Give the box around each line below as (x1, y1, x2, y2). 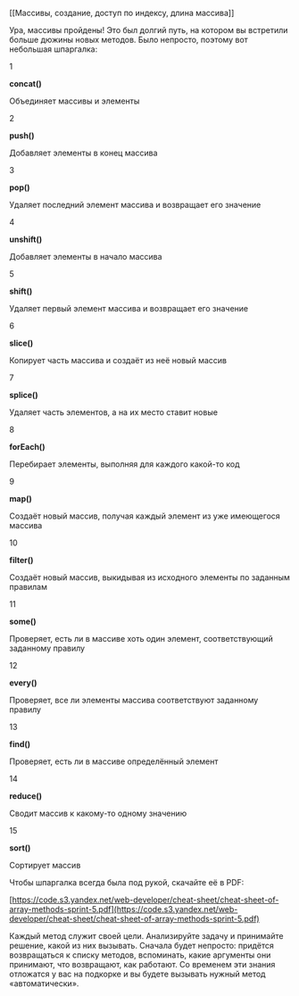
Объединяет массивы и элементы (9, 95, 140, 106)
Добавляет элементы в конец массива (9, 147, 158, 158)
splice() (9, 390, 38, 400)
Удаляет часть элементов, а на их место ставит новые (9, 407, 219, 418)
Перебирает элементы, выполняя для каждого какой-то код (9, 459, 240, 469)
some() (9, 616, 37, 627)
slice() (9, 338, 34, 348)
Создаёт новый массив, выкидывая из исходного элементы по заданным (9, 572, 290, 583)
